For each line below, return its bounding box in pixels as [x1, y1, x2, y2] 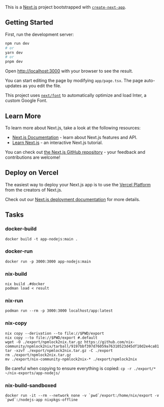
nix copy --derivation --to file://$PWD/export [5, 331, 105, 336]
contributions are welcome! [5, 154, 60, 160]
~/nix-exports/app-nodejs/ [5, 371, 60, 376]
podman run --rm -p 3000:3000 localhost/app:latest [5, 308, 113, 314]
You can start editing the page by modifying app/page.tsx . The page [5, 78, 143, 84]
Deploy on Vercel [5, 169, 59, 177]
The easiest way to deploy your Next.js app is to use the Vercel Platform [5, 181, 151, 187]
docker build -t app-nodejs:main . [5, 236, 78, 241]
